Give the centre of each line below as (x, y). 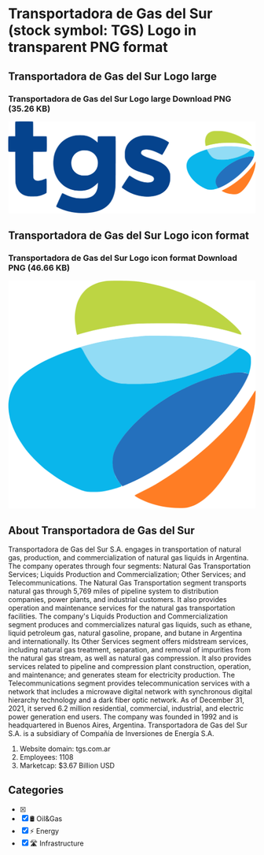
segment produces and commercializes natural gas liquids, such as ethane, (130, 625)
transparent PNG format (88, 47)
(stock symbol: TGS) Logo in (103, 30)
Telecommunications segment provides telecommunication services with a (129, 683)
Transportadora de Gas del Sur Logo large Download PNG (120, 99)
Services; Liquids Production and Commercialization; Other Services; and (127, 574)
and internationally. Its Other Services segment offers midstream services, (128, 641)
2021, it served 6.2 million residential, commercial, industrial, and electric (126, 708)
